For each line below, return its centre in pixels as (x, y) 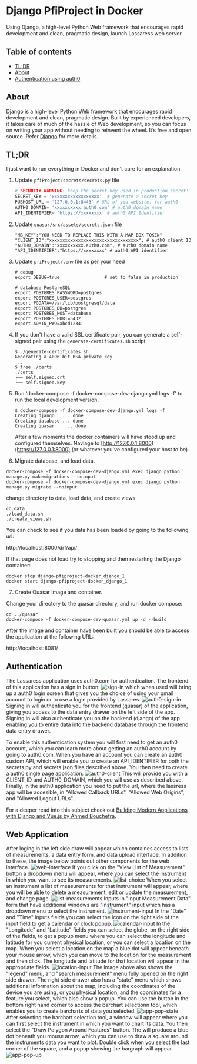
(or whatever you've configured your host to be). (130, 449)
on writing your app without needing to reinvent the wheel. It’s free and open (99, 130)
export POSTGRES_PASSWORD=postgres (58, 292)
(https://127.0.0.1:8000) (42, 449)
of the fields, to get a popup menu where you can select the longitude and (96, 936)
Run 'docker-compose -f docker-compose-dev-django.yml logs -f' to (98, 393)
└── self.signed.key (40, 383)
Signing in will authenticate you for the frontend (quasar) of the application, (97, 706)
